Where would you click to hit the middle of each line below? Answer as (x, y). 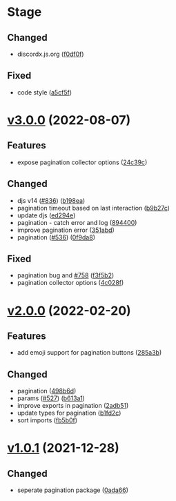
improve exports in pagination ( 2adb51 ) (73, 406)
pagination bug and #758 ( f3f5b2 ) (66, 275)
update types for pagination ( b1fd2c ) (69, 413)
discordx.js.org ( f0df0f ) (50, 54)
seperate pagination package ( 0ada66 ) (73, 490)
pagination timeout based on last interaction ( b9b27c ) (94, 208)
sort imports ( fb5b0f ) (47, 420)
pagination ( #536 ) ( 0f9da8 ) (56, 237)
